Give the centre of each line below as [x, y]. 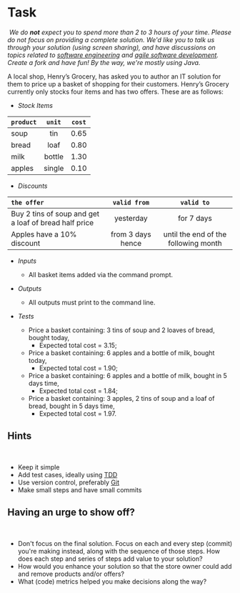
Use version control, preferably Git [69, 482]
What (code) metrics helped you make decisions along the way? [112, 581]
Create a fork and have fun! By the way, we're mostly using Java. [104, 62]
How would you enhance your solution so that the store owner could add [125, 566]
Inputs [27, 261]
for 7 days [195, 218]
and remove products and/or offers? [71, 574]
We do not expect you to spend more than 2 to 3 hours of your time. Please [120, 32]
